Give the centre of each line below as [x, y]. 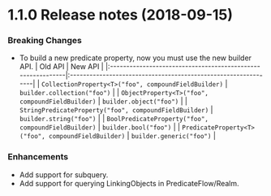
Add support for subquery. [64, 174]
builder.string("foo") [58, 120]
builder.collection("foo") [65, 94]
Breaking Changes [45, 41]
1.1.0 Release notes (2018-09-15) [120, 15]
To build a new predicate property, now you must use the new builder [135, 58]
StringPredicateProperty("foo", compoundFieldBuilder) [114, 111]
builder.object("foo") [140, 102]
